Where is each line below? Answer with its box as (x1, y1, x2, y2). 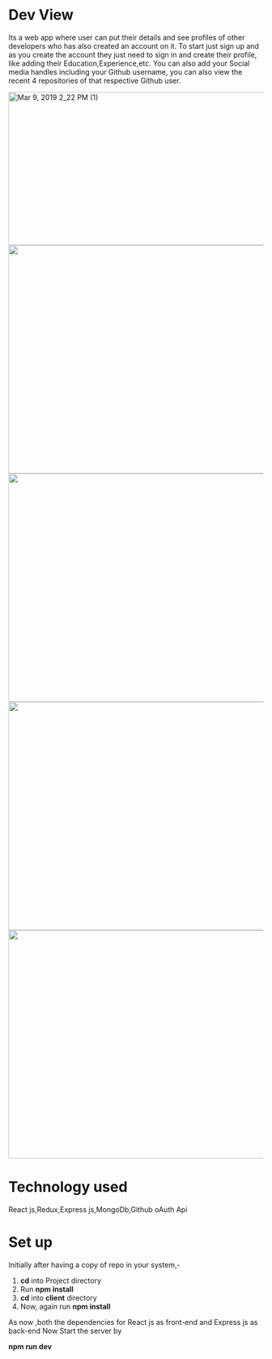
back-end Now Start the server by (8, 1326, 122, 1335)
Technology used (8, 1178, 128, 1197)
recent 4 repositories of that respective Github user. (8, 75, 181, 85)
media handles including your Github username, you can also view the (8, 67, 243, 76)
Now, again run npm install (19, 1301, 111, 1311)
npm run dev (8, 1341, 53, 1351)
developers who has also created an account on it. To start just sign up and (8, 41, 259, 50)
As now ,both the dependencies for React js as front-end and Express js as (8, 1317, 258, 1327)
